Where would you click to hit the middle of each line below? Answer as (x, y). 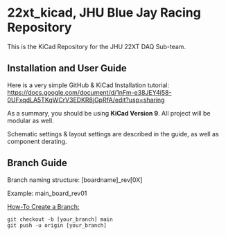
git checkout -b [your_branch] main (60, 219)
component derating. (37, 141)
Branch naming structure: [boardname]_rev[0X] (75, 180)
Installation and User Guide (67, 68)
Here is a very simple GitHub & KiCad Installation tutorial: (88, 85)
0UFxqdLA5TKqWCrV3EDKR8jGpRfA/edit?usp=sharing (86, 100)
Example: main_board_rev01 (47, 193)
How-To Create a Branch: (43, 206)
